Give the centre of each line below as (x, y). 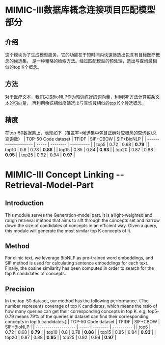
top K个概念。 (27, 67)
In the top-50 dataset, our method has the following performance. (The (77, 301)
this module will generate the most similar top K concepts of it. (68, 230)
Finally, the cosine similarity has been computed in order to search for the (80, 268)
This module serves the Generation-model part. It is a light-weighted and (79, 215)
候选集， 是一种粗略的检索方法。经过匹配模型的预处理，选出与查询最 (83, 61)
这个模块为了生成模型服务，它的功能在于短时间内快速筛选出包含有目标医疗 (80, 55)
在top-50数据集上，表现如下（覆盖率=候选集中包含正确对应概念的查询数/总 (81, 133)
